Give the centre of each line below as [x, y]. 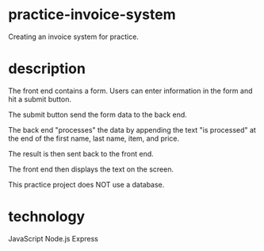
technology [47, 217]
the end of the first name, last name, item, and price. [94, 138]
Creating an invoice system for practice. [73, 37]
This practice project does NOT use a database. [86, 184]
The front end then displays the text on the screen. [91, 169]
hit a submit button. [40, 99]
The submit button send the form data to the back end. [98, 114]
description [47, 69]
